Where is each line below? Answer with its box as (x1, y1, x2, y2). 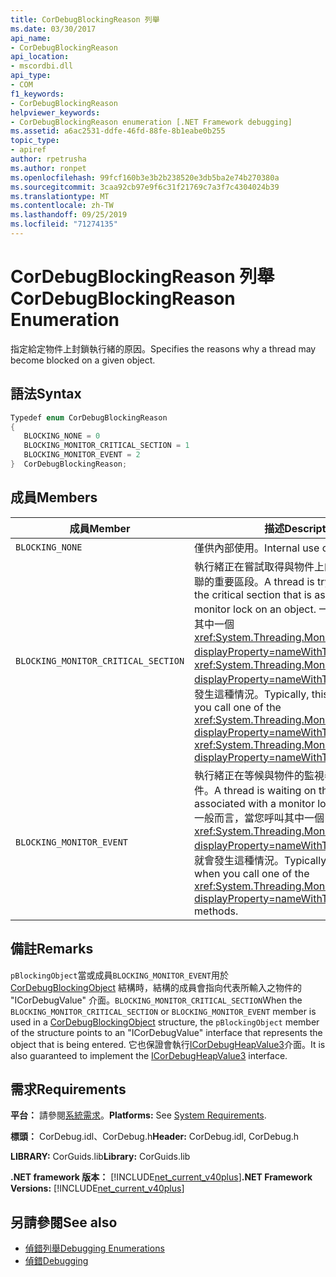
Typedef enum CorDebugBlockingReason (10, 412, 168, 423)
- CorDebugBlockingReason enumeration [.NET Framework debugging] (10, 117, 293, 127)
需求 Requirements (10, 1081, 127, 1098)
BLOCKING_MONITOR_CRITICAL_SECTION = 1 (23, 441, 190, 451)
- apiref (10, 145, 47, 155)
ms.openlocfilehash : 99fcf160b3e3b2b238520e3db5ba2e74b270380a (10, 172, 280, 183)
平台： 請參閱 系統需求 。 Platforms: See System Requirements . (10, 1109, 267, 1121)
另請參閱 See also (10, 1214, 118, 1231)
